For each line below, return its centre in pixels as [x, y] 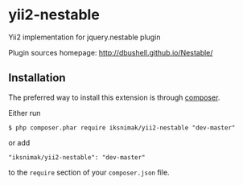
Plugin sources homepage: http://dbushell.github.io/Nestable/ [111, 52]
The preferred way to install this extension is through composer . [114, 97]
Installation [37, 78]
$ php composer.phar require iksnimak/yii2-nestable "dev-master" [122, 127]
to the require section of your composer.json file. [89, 172]
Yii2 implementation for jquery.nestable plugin [84, 37]
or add [19, 142]
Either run [25, 113]
